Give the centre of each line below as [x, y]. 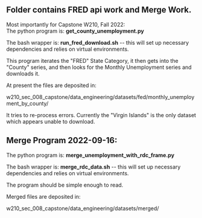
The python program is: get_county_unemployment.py [75, 31]
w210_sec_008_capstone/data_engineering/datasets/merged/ [83, 208]
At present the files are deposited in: [51, 85]
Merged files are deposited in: [43, 196]
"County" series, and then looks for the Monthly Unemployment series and [99, 67]
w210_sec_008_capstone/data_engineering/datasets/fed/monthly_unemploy [100, 97]
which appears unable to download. [51, 121]
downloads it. [23, 73]
